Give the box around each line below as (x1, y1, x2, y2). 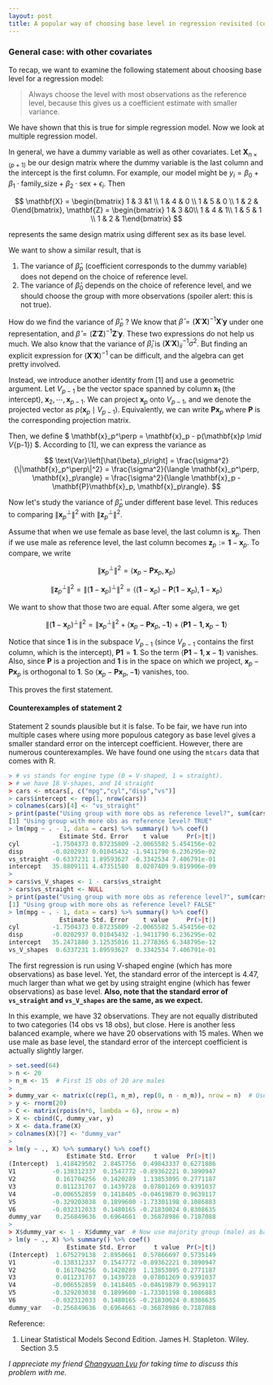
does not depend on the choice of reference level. (19, 271, 188, 281)
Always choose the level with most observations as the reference (28, 89, 247, 99)
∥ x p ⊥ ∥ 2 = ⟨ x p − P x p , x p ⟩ (97, 564, 176, 577)
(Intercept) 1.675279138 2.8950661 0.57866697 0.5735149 (8, 1251, 217, 1259)
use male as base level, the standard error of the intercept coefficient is (8, 1036, 248, 1047)
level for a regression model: (8, 73, 104, 83)
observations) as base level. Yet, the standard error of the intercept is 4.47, (8, 969, 259, 978)
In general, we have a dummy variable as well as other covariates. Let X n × (8, 147, 258, 159)
